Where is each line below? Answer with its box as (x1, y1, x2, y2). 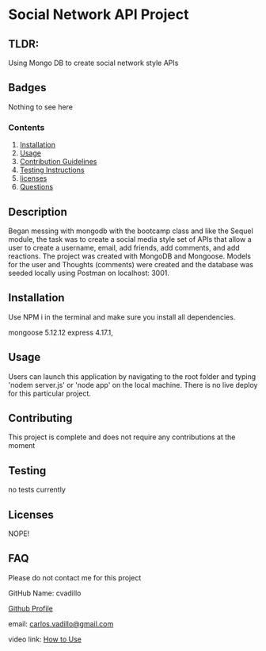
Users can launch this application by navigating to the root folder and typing (8, 371, 256, 381)
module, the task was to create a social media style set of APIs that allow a (8, 234, 252, 243)
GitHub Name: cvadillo (8, 588, 82, 598)
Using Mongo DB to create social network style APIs (8, 58, 179, 67)
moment (8, 441, 36, 450)
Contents (8, 121, 45, 132)
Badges (8, 81, 47, 94)
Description (8, 205, 67, 219)
